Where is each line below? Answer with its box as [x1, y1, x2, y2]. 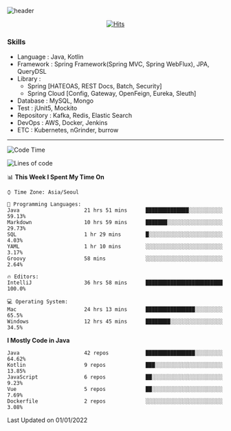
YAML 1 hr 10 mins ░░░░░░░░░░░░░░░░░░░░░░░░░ [7, 243, 223, 250]
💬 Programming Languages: [7, 201, 81, 208]
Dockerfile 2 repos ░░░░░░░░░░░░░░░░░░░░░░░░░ [7, 398, 223, 405]
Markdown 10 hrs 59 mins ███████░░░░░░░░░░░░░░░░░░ [7, 219, 223, 226]
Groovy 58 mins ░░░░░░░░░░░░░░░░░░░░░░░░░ [7, 255, 223, 262]
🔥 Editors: [7, 273, 39, 281]
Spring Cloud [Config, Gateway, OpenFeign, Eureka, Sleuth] [27, 90, 197, 98]
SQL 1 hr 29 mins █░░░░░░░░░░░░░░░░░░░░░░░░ [7, 231, 223, 238]
